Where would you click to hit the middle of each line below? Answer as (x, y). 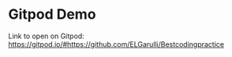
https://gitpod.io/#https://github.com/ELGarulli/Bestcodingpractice (116, 44)
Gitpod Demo (52, 14)
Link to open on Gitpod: (46, 36)
